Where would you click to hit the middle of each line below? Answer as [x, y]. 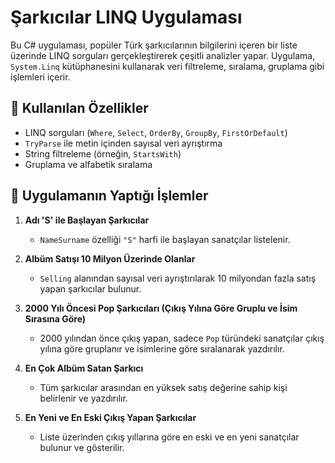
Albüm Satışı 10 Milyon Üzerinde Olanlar [110, 258]
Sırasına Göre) [55, 318]
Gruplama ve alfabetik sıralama [88, 164]
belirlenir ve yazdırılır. [83, 398]
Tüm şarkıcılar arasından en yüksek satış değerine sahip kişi [163, 387]
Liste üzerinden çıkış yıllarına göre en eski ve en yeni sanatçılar [169, 437]
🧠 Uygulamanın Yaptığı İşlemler [109, 196]
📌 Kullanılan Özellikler [79, 108]
